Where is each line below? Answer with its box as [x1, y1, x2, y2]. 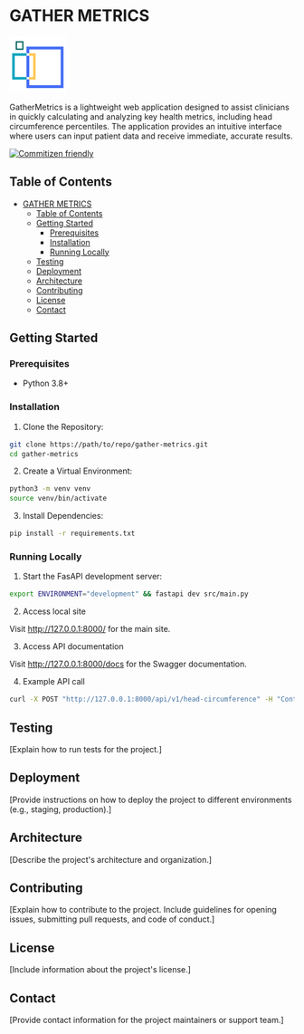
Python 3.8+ [22, 378, 70, 389]
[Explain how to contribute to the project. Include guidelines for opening [9, 905, 278, 915]
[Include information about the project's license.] [9, 964, 192, 975]
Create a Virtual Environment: [22, 465, 133, 476]
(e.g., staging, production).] [9, 803, 112, 815]
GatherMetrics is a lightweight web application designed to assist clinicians [9, 101, 290, 112]
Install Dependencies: [22, 511, 104, 522]
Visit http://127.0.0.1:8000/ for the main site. [9, 624, 171, 635]
